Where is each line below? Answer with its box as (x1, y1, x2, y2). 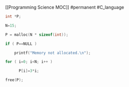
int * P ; (5, 14, 22, 19)
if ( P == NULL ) (5, 41, 37, 46)
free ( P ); (5, 77, 24, 82)
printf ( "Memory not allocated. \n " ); (14, 50, 91, 55)
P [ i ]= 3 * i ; (18, 68, 39, 73)
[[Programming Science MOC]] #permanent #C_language (5, 5, 124, 10)
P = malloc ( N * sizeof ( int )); (5, 32, 69, 37)
